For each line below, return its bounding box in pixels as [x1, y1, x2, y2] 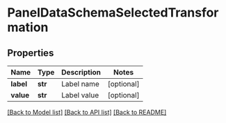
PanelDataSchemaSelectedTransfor [7, 5, 219, 21]
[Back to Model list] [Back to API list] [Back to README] [7, 108, 167, 116]
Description [61, 68, 101, 77]
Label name [61, 79, 99, 88]
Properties [7, 47, 54, 59]
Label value [61, 91, 99, 100]
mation [7, 19, 49, 35]
